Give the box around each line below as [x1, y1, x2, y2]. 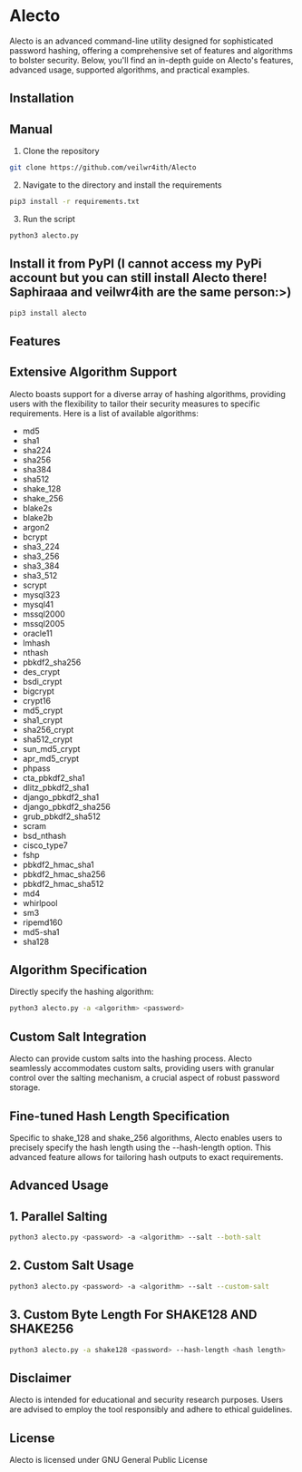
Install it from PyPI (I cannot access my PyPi [9, 256, 262, 272]
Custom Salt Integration [9, 1028, 147, 1044]
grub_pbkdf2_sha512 [22, 811, 102, 822]
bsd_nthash [22, 830, 66, 841]
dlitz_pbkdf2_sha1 [22, 782, 90, 793]
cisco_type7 [22, 840, 68, 851]
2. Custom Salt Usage [9, 1258, 134, 1273]
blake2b [22, 512, 54, 522]
